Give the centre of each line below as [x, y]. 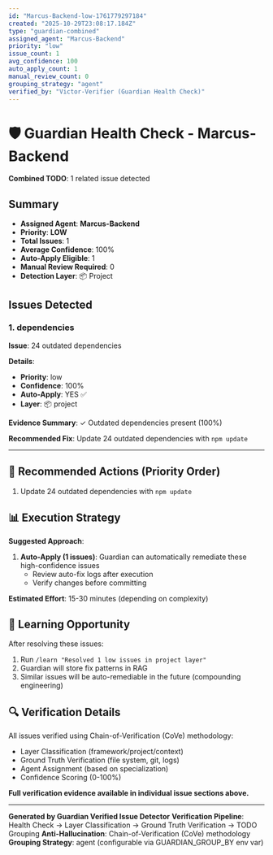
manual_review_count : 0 [49, 76]
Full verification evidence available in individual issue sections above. [129, 793]
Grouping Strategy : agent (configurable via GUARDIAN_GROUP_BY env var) [136, 843]
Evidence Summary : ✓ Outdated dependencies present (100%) [115, 423]
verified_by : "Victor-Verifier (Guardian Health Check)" [107, 91]
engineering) [41, 686]
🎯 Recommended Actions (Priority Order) [115, 472]
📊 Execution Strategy [65, 518]
